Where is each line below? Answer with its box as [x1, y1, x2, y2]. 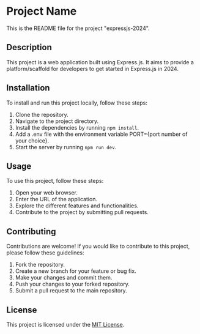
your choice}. [15, 136, 50, 144]
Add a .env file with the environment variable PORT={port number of [15, 130, 188, 138]
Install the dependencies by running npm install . [15, 124, 139, 131]
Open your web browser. [15, 189, 78, 196]
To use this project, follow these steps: [6, 177, 104, 185]
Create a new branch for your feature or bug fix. [15, 267, 136, 275]
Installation [6, 83, 50, 93]
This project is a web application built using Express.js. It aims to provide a [6, 58, 194, 65]
